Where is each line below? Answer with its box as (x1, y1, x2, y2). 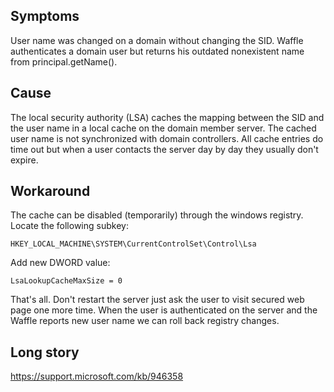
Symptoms (10, 8, 80, 25)
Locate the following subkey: (10, 220, 129, 232)
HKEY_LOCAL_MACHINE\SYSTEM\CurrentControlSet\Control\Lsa (10, 239, 257, 249)
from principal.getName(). (10, 55, 118, 68)
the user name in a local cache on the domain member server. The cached (10, 122, 317, 134)
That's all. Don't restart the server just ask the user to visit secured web (10, 294, 305, 306)
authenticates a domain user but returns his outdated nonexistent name (10, 45, 305, 57)
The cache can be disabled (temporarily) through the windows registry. (10, 209, 304, 221)
